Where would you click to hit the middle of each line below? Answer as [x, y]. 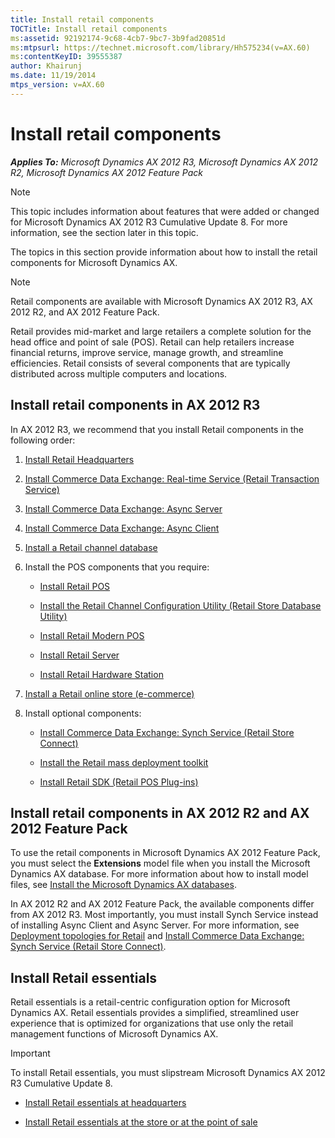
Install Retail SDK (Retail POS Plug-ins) [119, 782]
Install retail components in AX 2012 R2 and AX [160, 812]
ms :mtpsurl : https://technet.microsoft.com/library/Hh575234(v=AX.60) [160, 47]
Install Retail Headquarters [79, 459]
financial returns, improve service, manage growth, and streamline [147, 352]
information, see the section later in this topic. [104, 232]
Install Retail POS [75, 586]
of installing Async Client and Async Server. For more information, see [155, 925]
